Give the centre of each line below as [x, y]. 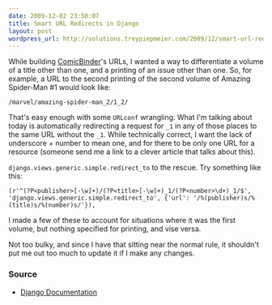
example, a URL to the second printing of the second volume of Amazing [130, 79]
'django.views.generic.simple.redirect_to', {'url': [99, 198]
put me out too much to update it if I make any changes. [102, 253]
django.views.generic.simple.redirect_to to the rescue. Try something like [135, 168]
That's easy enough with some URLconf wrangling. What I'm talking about [130, 118]
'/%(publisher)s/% [224, 198]
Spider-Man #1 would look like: [59, 88]
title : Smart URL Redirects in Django [74, 24]
